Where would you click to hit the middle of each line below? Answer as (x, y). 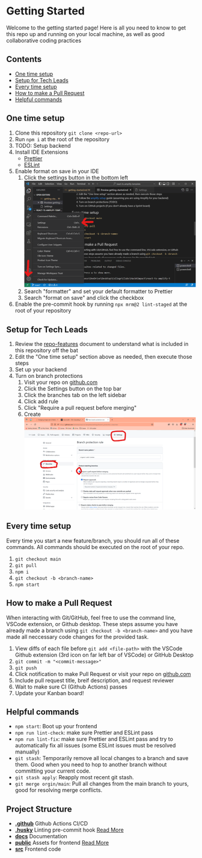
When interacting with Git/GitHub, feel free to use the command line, (91, 618)
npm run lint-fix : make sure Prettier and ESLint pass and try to (94, 739)
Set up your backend (41, 370)
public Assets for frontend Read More (62, 843)
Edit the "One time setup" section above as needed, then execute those (103, 357)
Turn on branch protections (49, 376)
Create (32, 414)
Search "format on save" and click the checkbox (84, 298)
